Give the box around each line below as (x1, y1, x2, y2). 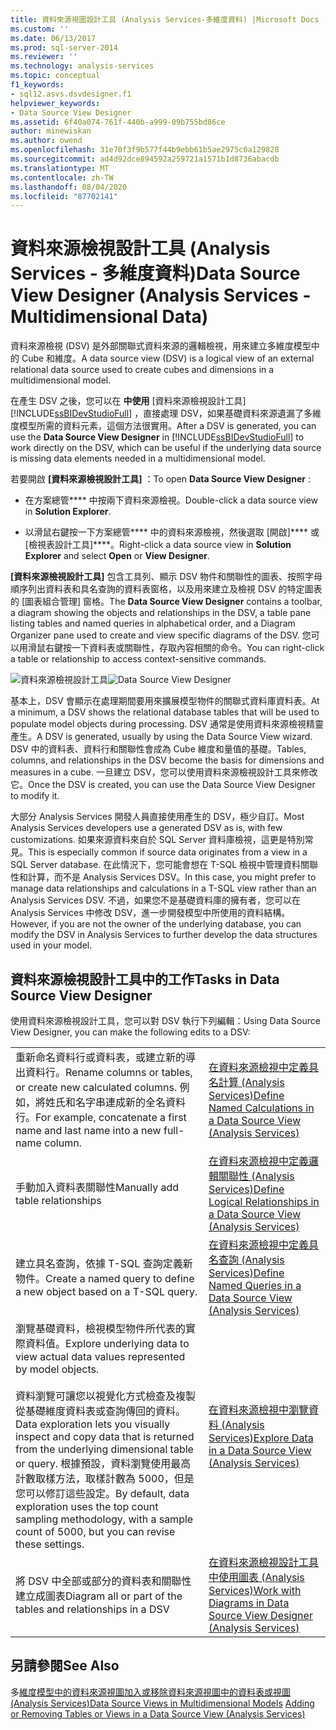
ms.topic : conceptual (10, 71, 101, 81)
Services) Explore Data (208, 1431, 314, 1445)
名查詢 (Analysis (208, 1253, 285, 1266)
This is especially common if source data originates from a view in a (28, 846, 308, 858)
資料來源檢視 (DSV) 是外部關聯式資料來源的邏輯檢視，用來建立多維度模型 (10, 340, 312, 352)
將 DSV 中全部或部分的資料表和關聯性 (15, 1574, 192, 1588)
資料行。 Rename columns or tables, (25, 1066, 193, 1079)
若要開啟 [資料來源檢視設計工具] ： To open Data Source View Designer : (10, 473, 311, 485)
